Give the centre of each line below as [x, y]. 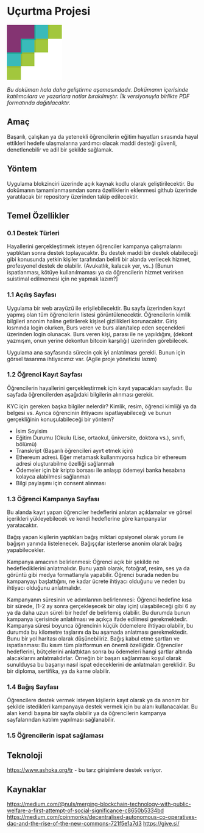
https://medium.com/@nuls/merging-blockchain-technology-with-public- [99, 804]
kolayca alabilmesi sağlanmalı [53, 476]
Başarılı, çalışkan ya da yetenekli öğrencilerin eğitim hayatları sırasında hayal [103, 136]
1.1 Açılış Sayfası [32, 295]
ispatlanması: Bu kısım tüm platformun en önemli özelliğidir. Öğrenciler [95, 645]
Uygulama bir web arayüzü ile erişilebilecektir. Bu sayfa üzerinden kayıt [96, 308]
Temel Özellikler [38, 215]
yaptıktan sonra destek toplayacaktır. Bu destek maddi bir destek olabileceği [103, 253]
